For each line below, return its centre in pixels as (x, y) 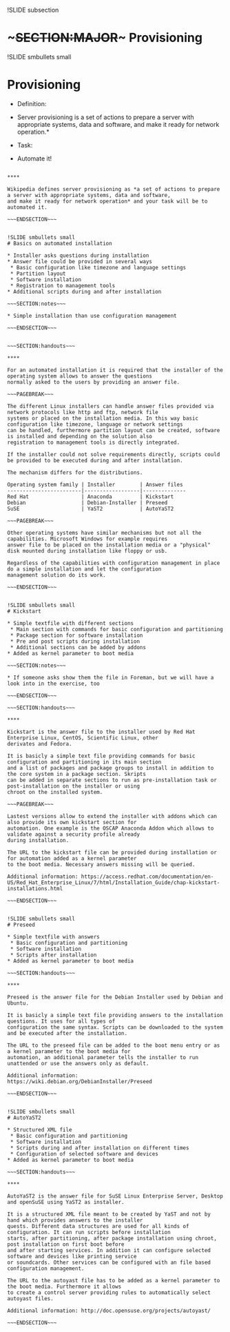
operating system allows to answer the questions (80, 376)
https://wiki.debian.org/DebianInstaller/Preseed (80, 1081)
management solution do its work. (57, 575)
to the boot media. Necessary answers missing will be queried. (101, 864)
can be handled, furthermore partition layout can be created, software (114, 430)
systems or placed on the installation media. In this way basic (103, 418)
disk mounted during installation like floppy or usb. (87, 551)
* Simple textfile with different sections (71, 623)
